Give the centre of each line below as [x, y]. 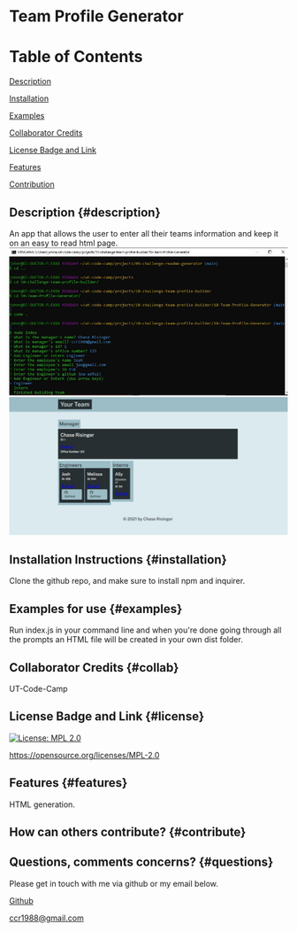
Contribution [32, 184]
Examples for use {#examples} [96, 609]
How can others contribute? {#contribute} [128, 832]
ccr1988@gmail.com [46, 918]
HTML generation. [42, 804]
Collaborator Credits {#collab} [94, 668]
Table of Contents [76, 57]
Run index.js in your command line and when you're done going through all [145, 630]
